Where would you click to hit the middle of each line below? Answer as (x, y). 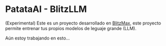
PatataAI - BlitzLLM (46, 9)
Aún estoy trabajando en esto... (38, 38)
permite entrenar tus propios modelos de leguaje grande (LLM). (71, 28)
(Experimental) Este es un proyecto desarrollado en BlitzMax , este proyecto (83, 23)
